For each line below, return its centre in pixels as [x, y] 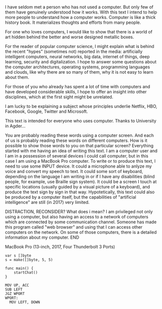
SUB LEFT [14, 290]
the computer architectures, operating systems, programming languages [78, 67]
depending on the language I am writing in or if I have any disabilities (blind [80, 177]
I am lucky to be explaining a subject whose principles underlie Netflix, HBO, [81, 106]
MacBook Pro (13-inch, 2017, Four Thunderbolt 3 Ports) [60, 247]
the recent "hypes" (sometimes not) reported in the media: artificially [74, 51]
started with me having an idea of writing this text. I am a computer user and [81, 151]
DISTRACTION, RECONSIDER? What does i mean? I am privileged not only [79, 212]
